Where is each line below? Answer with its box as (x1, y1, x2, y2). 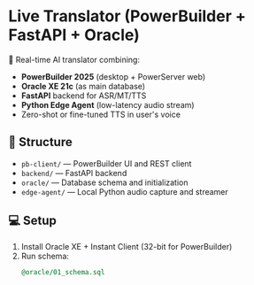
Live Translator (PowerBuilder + (8, 6, 247, 27)
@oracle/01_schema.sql (20, 267, 105, 276)
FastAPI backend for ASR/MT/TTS (20, 90, 147, 101)
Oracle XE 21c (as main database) (20, 81, 146, 91)
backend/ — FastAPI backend (20, 167, 127, 178)
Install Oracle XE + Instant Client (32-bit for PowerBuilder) (20, 241, 233, 251)
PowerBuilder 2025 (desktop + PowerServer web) (20, 71, 206, 81)
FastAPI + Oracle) (8, 25, 141, 45)
